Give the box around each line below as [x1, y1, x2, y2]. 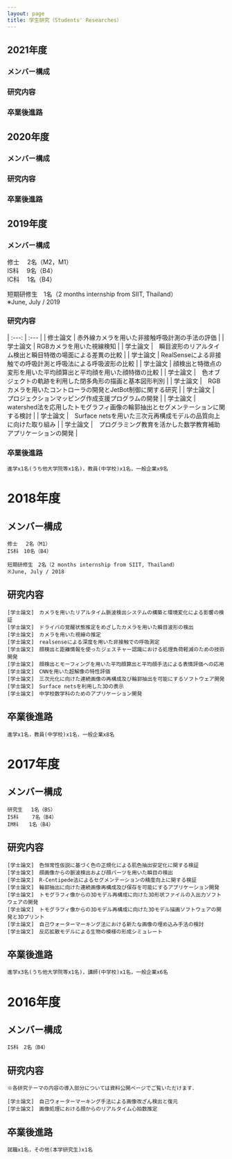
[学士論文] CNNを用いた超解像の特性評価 [7, 668, 111, 675]
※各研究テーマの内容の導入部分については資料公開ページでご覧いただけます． [7, 1085, 197, 1092]
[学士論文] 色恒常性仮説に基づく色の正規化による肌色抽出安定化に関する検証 [7, 862, 199, 869]
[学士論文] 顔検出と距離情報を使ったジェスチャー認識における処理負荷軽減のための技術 [7, 646, 225, 653]
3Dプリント [17, 913, 45, 921]
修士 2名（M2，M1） [7, 258, 73, 266]
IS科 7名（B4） [7, 814, 57, 821]
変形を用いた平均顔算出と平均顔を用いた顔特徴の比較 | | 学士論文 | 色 [7, 368, 208, 376]
